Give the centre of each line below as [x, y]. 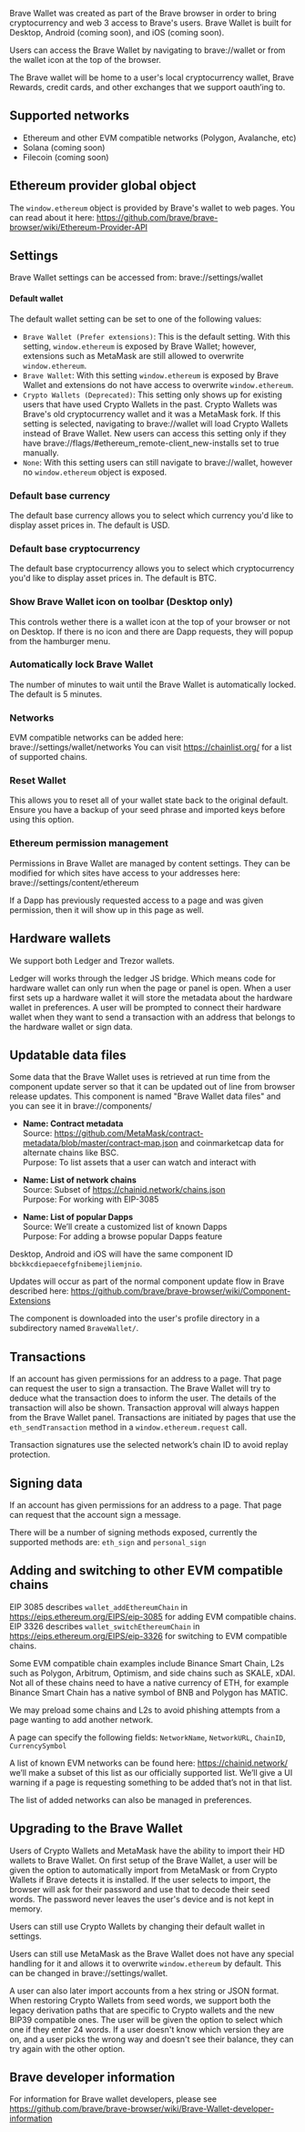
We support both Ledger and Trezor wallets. [92, 960]
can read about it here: [52, 217]
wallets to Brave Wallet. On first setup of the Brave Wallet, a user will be [143, 1860]
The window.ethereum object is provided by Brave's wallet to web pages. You [152, 208]
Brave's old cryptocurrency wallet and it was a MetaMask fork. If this [152, 414]
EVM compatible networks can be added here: [97, 738]
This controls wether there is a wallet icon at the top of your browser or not [150, 621]
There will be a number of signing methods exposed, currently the [133, 1532]
